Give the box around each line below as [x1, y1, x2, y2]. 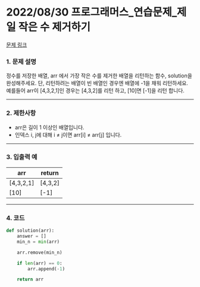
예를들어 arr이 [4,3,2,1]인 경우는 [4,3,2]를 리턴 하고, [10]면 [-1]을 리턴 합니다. [6, 87, 185, 94]
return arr [17, 276, 44, 283]
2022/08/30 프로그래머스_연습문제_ [6, 5, 177, 19]
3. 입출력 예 [6, 153, 37, 161]
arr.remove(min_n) [17, 249, 62, 255]
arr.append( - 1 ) [27, 266, 65, 272]
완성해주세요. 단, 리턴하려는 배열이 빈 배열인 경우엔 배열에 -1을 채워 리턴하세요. [6, 80, 189, 87]
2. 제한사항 [6, 109, 36, 117]
